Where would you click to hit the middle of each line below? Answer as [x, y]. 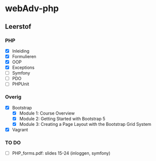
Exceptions [23, 68]
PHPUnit [20, 84]
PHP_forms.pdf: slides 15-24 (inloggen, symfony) [61, 153]
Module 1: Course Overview [47, 113]
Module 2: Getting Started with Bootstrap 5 [62, 119]
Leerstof [18, 27]
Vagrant [20, 129]
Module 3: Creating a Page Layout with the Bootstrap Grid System [85, 124]
